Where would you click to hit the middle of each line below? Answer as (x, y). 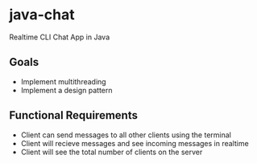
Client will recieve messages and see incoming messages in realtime (135, 143)
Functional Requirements (73, 115)
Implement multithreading (64, 81)
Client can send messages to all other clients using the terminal (126, 135)
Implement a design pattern (66, 90)
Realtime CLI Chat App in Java (60, 37)
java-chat (42, 15)
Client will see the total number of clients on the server (112, 152)
